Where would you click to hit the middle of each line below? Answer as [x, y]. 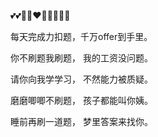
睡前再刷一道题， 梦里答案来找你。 [81, 121]
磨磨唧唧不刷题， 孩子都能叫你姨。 [81, 100]
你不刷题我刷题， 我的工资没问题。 [81, 58]
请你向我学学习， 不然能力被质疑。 [81, 79]
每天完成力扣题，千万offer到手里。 [81, 36]
